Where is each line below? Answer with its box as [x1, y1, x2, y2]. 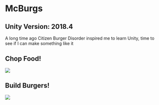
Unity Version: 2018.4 [5, 22, 73, 31]
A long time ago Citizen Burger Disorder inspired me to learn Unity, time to [5, 35, 155, 41]
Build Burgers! [5, 82, 50, 90]
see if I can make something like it [5, 41, 74, 46]
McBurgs [5, 3, 43, 14]
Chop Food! [5, 55, 42, 63]
